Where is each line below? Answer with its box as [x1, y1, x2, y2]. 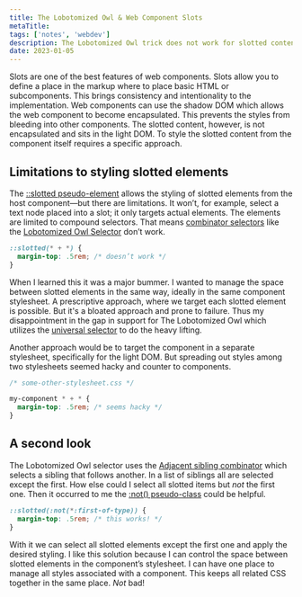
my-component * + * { [9, 395, 91, 404]
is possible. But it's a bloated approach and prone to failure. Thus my [9, 305, 265, 316]
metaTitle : [9, 22, 50, 31]
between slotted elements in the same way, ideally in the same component [9, 286, 286, 297]
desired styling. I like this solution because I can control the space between [9, 548, 289, 559]
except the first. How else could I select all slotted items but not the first [9, 478, 276, 490]
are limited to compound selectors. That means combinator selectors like [9, 217, 280, 227]
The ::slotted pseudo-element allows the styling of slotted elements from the [9, 188, 293, 199]
